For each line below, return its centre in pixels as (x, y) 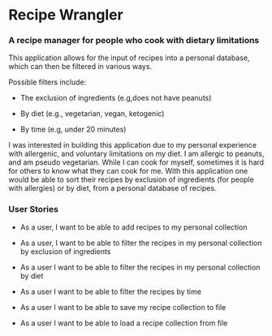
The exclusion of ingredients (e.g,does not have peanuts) (116, 98)
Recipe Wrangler (66, 15)
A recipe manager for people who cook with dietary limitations (134, 41)
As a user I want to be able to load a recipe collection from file (124, 323)
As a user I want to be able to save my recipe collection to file (123, 307)
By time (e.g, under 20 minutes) (73, 129)
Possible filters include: (47, 82)
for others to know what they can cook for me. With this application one (128, 171)
